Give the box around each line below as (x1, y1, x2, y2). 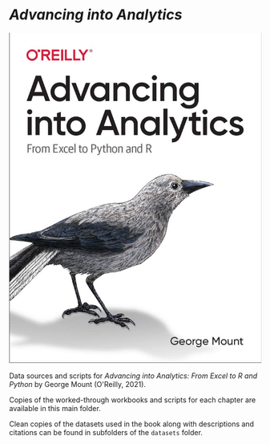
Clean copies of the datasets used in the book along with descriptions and (9, 419, 255, 429)
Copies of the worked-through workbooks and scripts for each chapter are (9, 395, 256, 405)
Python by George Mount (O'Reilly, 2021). (9, 379, 147, 389)
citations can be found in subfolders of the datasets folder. (9, 427, 204, 437)
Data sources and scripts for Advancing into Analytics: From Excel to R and (9, 371, 258, 381)
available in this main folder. (9, 403, 101, 413)
